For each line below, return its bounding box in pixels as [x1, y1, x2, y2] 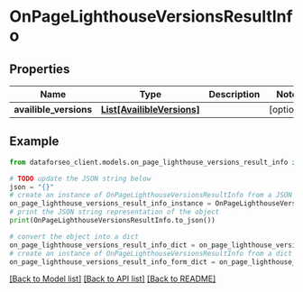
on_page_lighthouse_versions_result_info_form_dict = [9, 257, 216, 267]
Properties [9, 61, 70, 77]
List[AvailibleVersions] [100, 104, 200, 115]
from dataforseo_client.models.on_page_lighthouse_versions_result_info [9, 158, 289, 167]
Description [208, 88, 261, 100]
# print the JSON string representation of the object [9, 207, 220, 217]
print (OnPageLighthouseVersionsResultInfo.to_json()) [9, 216, 216, 225]
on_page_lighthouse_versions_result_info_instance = [9, 199, 212, 208]
